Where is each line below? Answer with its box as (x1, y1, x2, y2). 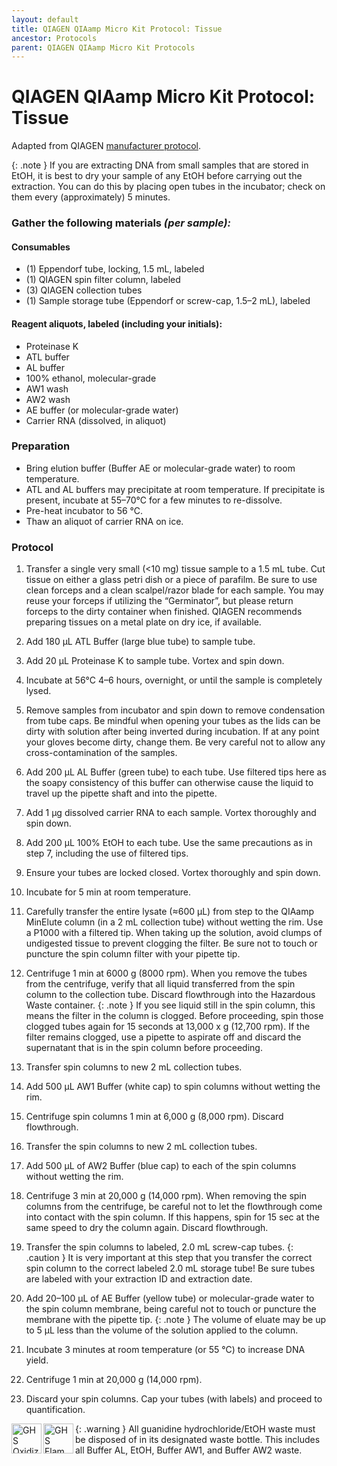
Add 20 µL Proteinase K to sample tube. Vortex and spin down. (25, 655, 285, 667)
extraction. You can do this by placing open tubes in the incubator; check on (11, 181, 326, 193)
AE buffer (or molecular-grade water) (25, 404, 179, 416)
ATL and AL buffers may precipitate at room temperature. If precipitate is (25, 483, 326, 495)
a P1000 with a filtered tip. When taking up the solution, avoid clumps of (25, 927, 323, 939)
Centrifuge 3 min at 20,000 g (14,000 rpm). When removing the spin (25, 1190, 308, 1202)
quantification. (25, 1404, 86, 1416)
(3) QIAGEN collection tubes (25, 284, 143, 296)
